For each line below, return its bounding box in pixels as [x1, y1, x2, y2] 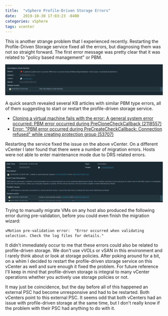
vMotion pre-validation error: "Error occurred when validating [5, 229, 144, 234]
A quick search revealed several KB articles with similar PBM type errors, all [5, 100, 161, 107]
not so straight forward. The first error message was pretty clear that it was [5, 49, 160, 55]
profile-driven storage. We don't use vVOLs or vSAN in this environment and [5, 248, 162, 254]
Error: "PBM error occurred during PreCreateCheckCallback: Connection [12, 126, 162, 132]
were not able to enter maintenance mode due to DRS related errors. [5, 152, 146, 158]
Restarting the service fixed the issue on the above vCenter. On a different [5, 141, 158, 147]
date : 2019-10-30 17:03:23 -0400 [5, 13, 79, 19]
